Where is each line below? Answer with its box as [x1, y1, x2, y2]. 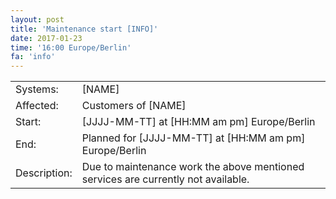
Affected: [15, 99, 59, 113]
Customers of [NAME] [81, 99, 187, 113]
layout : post [10, 14, 65, 25]
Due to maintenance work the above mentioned [81, 160, 305, 174]
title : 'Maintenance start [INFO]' [10, 24, 159, 34]
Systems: [15, 82, 59, 96]
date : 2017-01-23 [10, 33, 83, 43]
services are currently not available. [81, 172, 250, 186]
